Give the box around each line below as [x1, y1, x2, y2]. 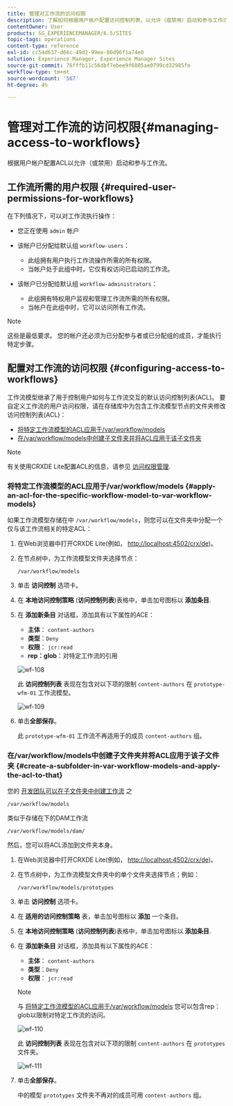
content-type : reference [7, 42, 79, 49]
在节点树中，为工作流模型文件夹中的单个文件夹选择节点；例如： [17, 871, 200, 879]
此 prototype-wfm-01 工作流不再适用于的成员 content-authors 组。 [17, 732, 206, 740]
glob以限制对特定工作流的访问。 [17, 1011, 110, 1020]
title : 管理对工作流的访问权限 [7, 10, 86, 17]
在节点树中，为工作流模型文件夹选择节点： [17, 554, 139, 562]
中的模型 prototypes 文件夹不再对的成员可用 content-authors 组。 [17, 1091, 206, 1100]
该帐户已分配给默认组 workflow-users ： [17, 242, 130, 249]
